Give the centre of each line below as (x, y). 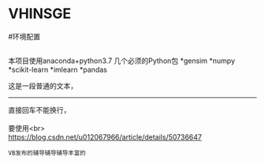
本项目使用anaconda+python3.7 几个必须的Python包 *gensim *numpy (121, 61)
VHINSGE (40, 14)
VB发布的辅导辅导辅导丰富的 (47, 153)
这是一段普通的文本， (43, 86)
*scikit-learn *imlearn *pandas (58, 70)
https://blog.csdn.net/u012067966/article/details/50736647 (105, 137)
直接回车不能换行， (39, 110)
